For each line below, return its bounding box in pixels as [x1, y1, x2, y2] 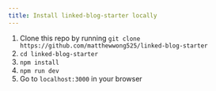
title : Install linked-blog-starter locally [8, 11, 157, 20]
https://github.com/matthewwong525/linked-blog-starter [19, 41, 208, 50]
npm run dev [19, 66, 59, 75]
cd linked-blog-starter [19, 50, 99, 58]
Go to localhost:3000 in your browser [19, 74, 142, 83]
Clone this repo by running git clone [19, 33, 141, 43]
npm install [19, 59, 59, 66]
